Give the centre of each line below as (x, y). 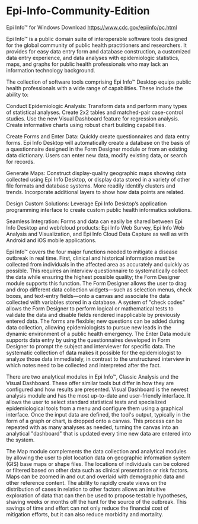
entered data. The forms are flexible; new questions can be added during (95, 321)
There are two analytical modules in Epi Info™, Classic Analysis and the (92, 377)
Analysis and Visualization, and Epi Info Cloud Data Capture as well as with (97, 234)
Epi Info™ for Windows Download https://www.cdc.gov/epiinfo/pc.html (92, 27)
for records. (20, 161)
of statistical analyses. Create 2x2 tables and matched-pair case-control (95, 112)
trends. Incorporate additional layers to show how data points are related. (95, 192)
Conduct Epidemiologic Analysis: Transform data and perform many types (97, 106)
